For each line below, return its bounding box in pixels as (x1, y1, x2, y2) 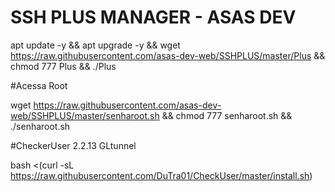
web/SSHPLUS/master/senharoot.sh (10, 109, 160, 121)
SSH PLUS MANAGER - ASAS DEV (10, 6, 297, 29)
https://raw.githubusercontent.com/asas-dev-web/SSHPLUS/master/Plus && (10, 49, 326, 61)
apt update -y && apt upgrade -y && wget (10, 39, 181, 51)
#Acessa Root (10, 79, 68, 91)
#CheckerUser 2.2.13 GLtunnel (10, 139, 137, 151)
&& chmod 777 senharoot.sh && (161, 109, 293, 121)
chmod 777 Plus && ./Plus (10, 60, 117, 72)
